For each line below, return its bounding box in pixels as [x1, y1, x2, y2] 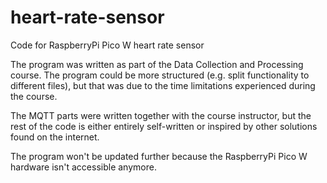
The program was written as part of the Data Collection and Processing [10, 58, 304, 70]
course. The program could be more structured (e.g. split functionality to [10, 69, 310, 81]
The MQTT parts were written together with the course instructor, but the [10, 109, 312, 121]
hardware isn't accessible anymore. [10, 161, 157, 173]
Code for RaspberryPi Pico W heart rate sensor [10, 39, 205, 51]
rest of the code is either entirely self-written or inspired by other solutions [10, 120, 318, 132]
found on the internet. [10, 131, 100, 143]
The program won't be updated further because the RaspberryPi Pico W [10, 150, 308, 162]
